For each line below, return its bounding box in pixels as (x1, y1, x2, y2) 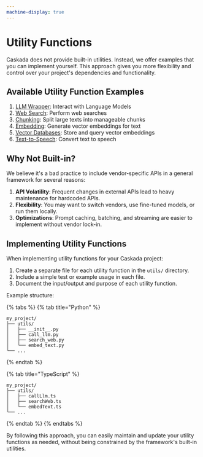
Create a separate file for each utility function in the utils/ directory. (15, 267, 190, 274)
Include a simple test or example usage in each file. (15, 273, 145, 280)
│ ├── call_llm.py (6, 332, 59, 338)
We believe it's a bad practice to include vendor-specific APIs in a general (6, 170, 193, 177)
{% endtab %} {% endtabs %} (6, 420, 83, 427)
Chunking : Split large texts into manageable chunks (15, 116, 145, 123)
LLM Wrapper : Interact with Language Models (15, 103, 132, 111)
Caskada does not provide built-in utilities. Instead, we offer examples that (6, 56, 194, 63)
